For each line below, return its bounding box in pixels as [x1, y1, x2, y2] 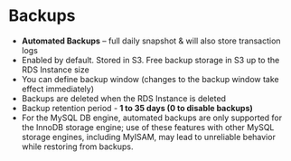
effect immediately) [21, 83, 94, 94]
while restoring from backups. [21, 141, 134, 152]
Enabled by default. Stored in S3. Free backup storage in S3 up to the [21, 54, 280, 65]
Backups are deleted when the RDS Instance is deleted [21, 92, 227, 104]
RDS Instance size [21, 64, 89, 75]
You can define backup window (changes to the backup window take [21, 73, 279, 84]
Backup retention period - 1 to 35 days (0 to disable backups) [21, 102, 254, 113]
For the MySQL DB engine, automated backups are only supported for [21, 112, 283, 123]
